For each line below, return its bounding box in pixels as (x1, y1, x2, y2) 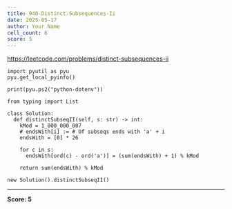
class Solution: (7, 110, 54, 117)
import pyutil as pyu (7, 68, 70, 75)
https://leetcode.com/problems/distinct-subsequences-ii (7, 54, 169, 63)
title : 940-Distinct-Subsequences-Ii (7, 10, 116, 17)
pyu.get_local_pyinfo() (7, 74, 76, 81)
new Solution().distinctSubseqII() (7, 177, 110, 183)
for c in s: (19, 146, 54, 154)
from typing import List (7, 98, 79, 106)
